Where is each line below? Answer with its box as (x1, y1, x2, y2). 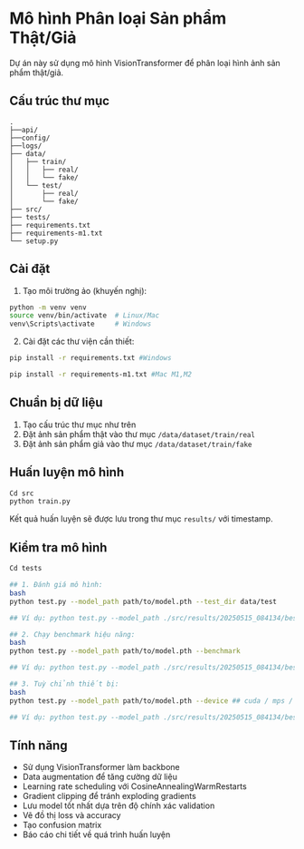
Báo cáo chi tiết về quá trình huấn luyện (22, 829, 171, 840)
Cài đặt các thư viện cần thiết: (22, 336, 135, 347)
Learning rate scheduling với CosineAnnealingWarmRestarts (22, 781, 247, 792)
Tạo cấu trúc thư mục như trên (22, 419, 137, 430)
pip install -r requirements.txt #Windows (9, 354, 172, 363)
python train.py (9, 497, 71, 506)
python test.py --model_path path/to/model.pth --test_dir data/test (9, 597, 278, 606)
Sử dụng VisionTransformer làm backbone (22, 762, 181, 773)
